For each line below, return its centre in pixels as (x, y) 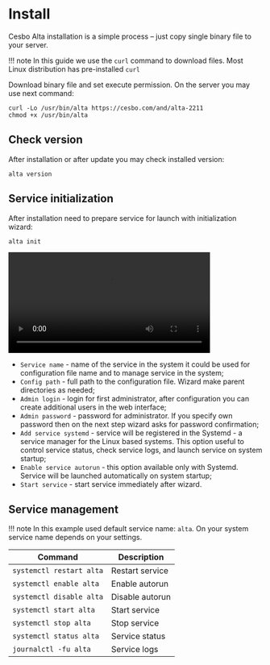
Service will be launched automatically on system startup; (116, 476)
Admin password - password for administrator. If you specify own (126, 415)
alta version (30, 174)
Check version (46, 140)
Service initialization (61, 199)
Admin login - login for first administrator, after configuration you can (135, 398)
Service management (64, 509)
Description (141, 557)
